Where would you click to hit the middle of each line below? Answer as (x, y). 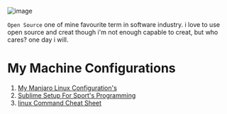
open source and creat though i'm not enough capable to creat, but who (113, 32)
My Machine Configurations (92, 68)
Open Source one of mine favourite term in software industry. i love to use (114, 24)
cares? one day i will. (38, 40)
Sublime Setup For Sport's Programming (77, 95)
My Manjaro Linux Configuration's (67, 88)
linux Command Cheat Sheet (59, 103)
